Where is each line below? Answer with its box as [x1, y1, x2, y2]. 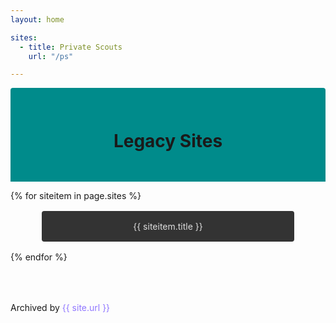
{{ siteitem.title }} [133, 221, 203, 233]
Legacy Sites [113, 130, 223, 153]
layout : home [10, 14, 65, 25]
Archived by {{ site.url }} [10, 302, 111, 314]
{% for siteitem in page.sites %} [10, 190, 142, 202]
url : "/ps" [28, 51, 74, 61]
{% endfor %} [10, 251, 68, 263]
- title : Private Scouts [19, 42, 123, 52]
